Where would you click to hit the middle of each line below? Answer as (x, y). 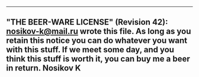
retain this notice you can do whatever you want (97, 41)
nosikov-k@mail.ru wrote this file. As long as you (99, 31)
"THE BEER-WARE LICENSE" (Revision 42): (87, 22)
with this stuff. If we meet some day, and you (90, 50)
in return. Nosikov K (44, 68)
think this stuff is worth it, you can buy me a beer (98, 59)
